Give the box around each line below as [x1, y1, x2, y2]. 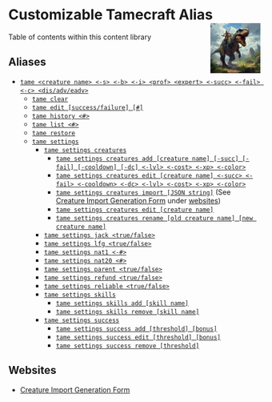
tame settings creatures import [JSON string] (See [55, 187, 231, 197]
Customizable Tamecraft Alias [8, 6, 214, 24]
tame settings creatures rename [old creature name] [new [55, 214, 254, 222]
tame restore [31, 129, 76, 137]
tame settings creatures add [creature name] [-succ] [55, 155, 239, 163]
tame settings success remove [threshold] [55, 342, 200, 350]
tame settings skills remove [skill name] [55, 308, 200, 316]
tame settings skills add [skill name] [55, 299, 190, 308]
